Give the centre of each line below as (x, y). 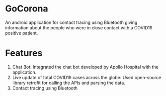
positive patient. (22, 33)
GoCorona (27, 9)
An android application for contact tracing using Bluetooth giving (71, 22)
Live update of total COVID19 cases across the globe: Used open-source (87, 77)
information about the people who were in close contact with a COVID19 (79, 27)
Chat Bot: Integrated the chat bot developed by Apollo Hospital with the (85, 67)
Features (24, 53)
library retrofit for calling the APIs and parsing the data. (69, 83)
